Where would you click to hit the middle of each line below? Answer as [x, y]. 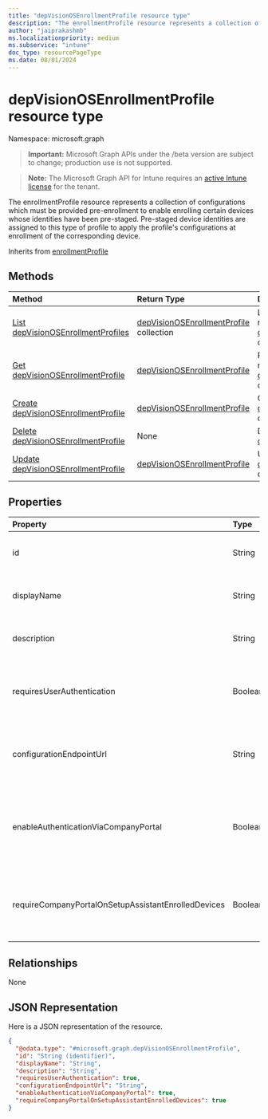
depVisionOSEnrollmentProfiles [71, 332]
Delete [25, 431]
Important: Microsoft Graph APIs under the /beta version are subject [140, 154]
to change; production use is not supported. [100, 162]
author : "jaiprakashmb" [48, 30]
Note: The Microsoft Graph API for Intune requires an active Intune [137, 178]
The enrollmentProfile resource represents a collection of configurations [127, 202]
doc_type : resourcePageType [55, 53]
